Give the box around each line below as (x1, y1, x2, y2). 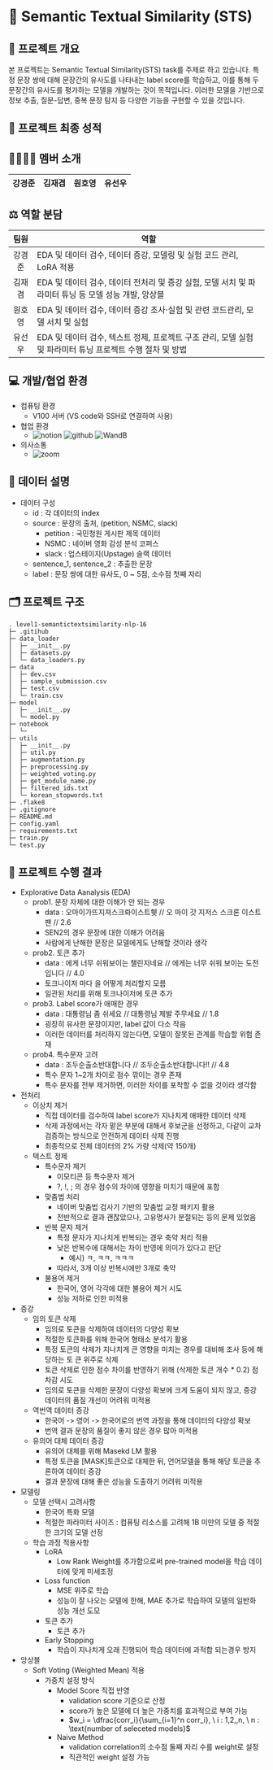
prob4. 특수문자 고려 (32, 1049, 98, 1060)
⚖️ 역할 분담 (8, 207, 63, 221)
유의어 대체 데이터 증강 (32, 1436, 105, 1446)
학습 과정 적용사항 (32, 1537, 89, 1548)
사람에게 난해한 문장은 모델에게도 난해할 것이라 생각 (44, 938, 208, 948)
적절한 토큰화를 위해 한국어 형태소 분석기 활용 (44, 1334, 188, 1345)
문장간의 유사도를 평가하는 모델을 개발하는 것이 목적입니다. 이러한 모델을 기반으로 (8, 85, 265, 94)
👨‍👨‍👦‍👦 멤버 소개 (8, 151, 81, 165)
